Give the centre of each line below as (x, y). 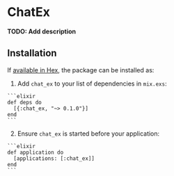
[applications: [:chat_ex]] (54, 158)
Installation (32, 53)
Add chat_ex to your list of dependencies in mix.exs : (92, 83)
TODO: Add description (42, 31)
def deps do (24, 102)
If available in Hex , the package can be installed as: (81, 70)
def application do (35, 152)
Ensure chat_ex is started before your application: (88, 134)
